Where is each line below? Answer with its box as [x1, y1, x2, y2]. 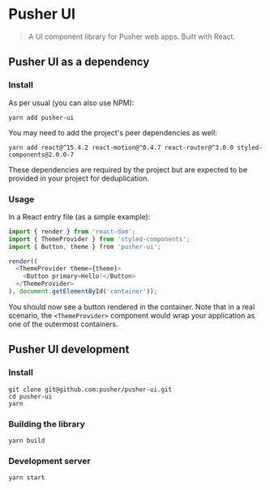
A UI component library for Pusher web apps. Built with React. [28, 32, 236, 41]
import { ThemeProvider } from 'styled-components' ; [8, 235, 191, 243]
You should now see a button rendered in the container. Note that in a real [8, 301, 255, 312]
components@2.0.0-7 [8, 151, 75, 159]
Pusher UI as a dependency [8, 55, 150, 69]
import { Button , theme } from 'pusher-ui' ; [8, 242, 161, 251]
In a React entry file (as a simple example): [8, 211, 151, 221]
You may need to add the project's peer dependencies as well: [8, 127, 217, 138]
